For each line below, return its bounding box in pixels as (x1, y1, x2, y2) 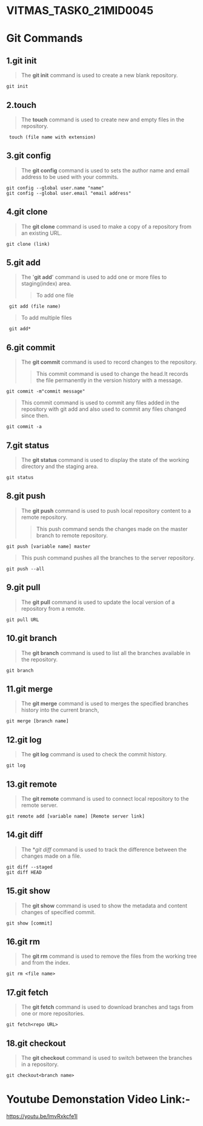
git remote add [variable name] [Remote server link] (6, 813, 145, 819)
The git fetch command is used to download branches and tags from (21, 1003, 194, 1011)
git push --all (6, 566, 45, 572)
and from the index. (21, 959, 70, 966)
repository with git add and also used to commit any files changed (21, 405, 187, 413)
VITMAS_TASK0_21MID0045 (6, 4, 154, 18)
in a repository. (21, 1060, 59, 1068)
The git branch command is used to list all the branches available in (21, 649, 191, 656)
